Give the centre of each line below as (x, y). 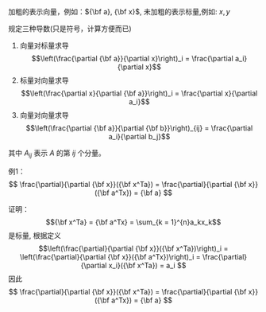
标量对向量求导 (44, 80)
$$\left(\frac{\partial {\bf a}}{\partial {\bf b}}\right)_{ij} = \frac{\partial (139, 128)
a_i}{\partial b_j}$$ (139, 136)
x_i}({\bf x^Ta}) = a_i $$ (147, 265)
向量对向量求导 (44, 115)
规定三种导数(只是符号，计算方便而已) (70, 29)
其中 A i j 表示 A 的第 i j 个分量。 (57, 154)
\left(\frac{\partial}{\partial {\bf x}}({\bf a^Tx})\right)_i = (110, 256)
